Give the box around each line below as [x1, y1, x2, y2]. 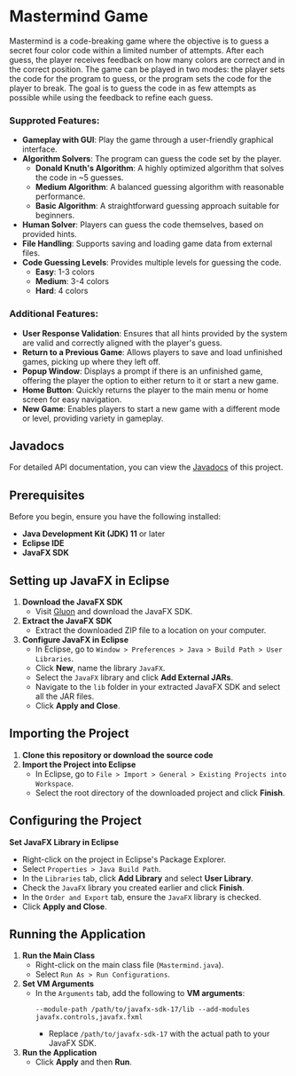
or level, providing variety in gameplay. [21, 413, 164, 423]
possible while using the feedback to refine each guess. [9, 91, 214, 103]
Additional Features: [9, 308, 99, 320]
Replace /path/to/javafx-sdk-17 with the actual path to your [48, 1028, 270, 1040]
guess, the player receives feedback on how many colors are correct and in [9, 54, 285, 65]
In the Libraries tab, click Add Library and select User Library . [21, 873, 254, 883]
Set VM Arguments [21, 978, 95, 989]
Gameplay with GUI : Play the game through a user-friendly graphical [21, 135, 274, 146]
